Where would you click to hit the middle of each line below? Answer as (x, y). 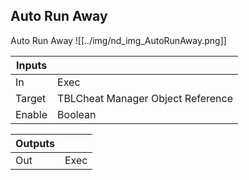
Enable (31, 114)
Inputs (31, 65)
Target (31, 98)
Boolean (77, 114)
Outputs (35, 143)
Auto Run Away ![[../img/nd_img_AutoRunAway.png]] (118, 40)
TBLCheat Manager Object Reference (145, 98)
